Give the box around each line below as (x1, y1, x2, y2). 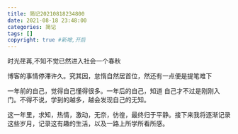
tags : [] (7, 30, 33, 37)
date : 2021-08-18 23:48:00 (7, 17, 87, 24)
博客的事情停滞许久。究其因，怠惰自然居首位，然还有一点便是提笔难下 (7, 72, 212, 80)
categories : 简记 (7, 23, 57, 30)
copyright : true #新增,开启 (7, 37, 86, 44)
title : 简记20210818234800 (7, 10, 85, 18)
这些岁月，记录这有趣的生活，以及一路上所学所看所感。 (7, 119, 169, 128)
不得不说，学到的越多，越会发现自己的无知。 (19, 96, 150, 104)
